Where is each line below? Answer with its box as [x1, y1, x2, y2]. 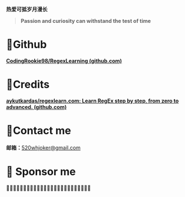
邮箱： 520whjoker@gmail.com [6, 144, 81, 151]
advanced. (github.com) [6, 103, 67, 110]
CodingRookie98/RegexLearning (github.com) [6, 57, 123, 64]
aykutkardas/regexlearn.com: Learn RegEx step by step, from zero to [6, 97, 179, 104]
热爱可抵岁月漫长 [6, 6, 48, 12]
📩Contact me [6, 124, 71, 137]
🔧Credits [6, 78, 50, 91]
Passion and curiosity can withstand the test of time [20, 18, 151, 24]
